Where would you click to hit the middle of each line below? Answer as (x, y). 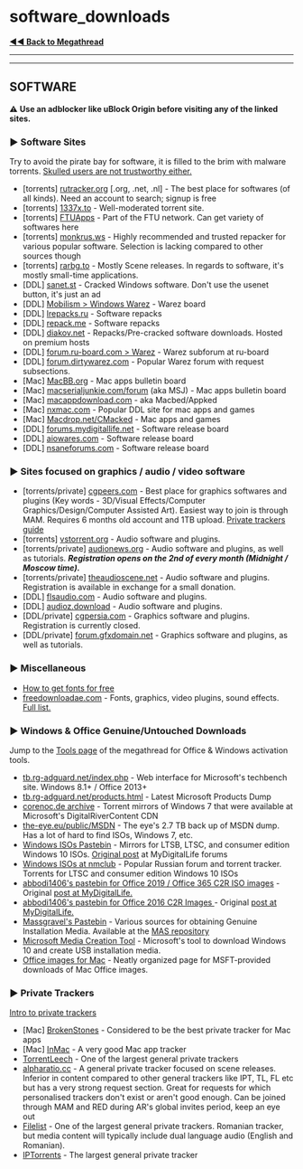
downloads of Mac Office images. (85, 969)
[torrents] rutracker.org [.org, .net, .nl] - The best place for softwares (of (156, 189)
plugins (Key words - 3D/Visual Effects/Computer (114, 501)
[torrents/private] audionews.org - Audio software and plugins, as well (153, 549)
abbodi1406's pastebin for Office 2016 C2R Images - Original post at (150, 902)
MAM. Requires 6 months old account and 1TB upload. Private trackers (154, 520)
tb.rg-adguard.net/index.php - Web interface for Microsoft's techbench (155, 777)
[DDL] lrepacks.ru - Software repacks (92, 314)
